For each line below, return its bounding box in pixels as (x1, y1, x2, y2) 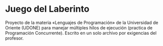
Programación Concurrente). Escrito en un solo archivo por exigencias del (5, 30, 157, 36)
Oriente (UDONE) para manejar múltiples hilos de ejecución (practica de (5, 24, 153, 30)
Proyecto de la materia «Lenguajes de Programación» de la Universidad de (5, 20, 159, 25)
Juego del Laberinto (5, 3, 89, 15)
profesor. (5, 35, 24, 41)
